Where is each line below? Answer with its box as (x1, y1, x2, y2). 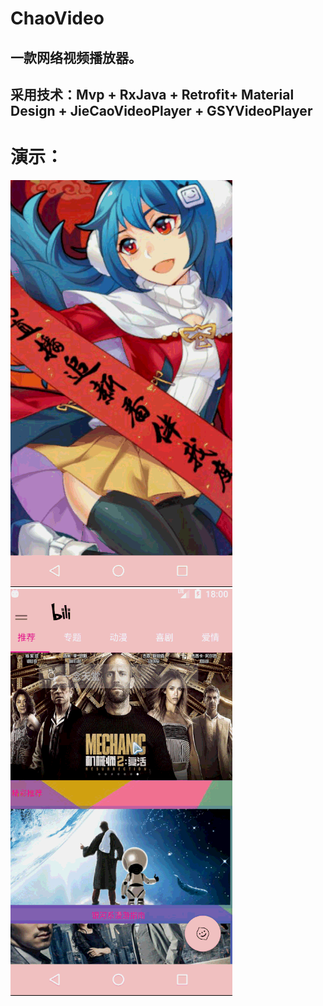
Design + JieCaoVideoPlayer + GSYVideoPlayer (10, 102, 313, 119)
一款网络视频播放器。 (10, 49, 142, 66)
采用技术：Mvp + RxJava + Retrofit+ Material (10, 86, 295, 103)
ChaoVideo (10, 7, 105, 30)
